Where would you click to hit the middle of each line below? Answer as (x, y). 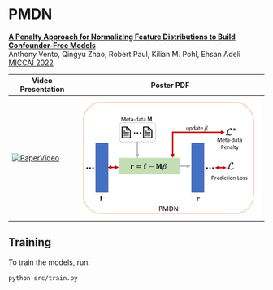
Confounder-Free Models (52, 45)
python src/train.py (43, 278)
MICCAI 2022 (31, 63)
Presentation (42, 90)
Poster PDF (170, 85)
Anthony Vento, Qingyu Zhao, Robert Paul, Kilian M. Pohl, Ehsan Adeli (125, 54)
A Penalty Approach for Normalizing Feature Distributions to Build (122, 37)
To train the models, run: (50, 262)
